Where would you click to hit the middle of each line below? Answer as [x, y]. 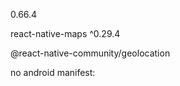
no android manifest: [53, 72]
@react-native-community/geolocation [90, 53]
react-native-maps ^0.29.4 [65, 33]
